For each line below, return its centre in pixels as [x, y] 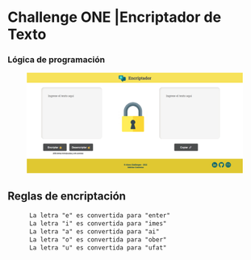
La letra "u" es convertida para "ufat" [98, 248]
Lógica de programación [56, 60]
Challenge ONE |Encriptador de [115, 17]
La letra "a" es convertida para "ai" [94, 232]
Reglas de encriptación [67, 196]
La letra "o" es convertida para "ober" [98, 240]
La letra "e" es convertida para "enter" [100, 216]
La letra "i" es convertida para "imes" [98, 224]
